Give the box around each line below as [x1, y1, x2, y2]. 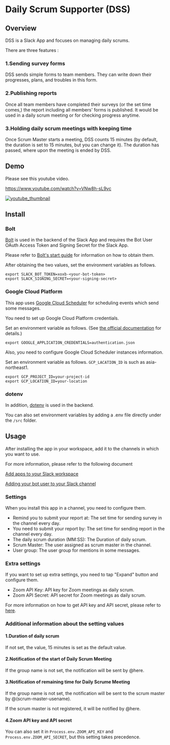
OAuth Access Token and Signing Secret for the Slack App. [5, 242, 129, 248]
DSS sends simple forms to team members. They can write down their [5, 71, 152, 77]
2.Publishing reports [5, 90, 57, 97]
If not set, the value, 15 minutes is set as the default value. [5, 644, 127, 650]
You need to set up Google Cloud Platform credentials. [5, 315, 119, 321]
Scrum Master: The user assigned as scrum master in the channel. [12, 542, 152, 548]
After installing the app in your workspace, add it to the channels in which [5, 445, 159, 451]
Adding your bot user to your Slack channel [5, 481, 96, 487]
